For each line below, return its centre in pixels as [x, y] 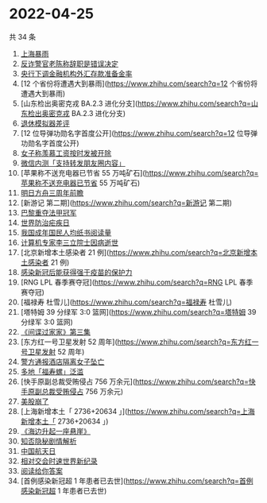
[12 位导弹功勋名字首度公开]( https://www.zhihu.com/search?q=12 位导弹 [139, 133]
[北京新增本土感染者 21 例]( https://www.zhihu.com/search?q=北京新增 [135, 252]
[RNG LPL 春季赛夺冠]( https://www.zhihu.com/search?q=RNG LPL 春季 [137, 282]
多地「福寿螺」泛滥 [52, 371]
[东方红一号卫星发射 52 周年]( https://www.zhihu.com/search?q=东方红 [136, 342]
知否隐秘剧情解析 [48, 441]
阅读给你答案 [41, 470]
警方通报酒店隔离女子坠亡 [62, 362]
